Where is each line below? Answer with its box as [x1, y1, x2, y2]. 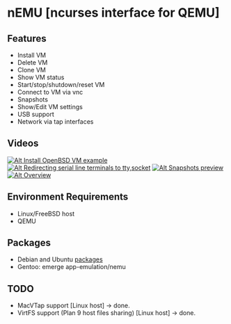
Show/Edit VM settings [17, 103, 83, 111]
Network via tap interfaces [17, 118, 94, 126]
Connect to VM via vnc [17, 88, 83, 96]
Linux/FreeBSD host [17, 209, 75, 218]
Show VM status [17, 73, 65, 81]
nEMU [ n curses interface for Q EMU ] [7, 5, 221, 21]
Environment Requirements [7, 191, 129, 203]
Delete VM [17, 58, 48, 67]
